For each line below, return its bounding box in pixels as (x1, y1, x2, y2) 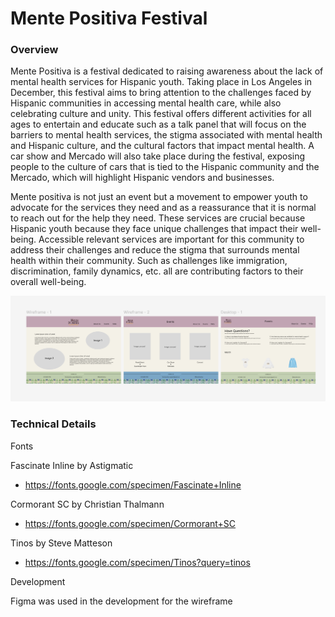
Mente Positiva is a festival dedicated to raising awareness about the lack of (10, 65, 324, 77)
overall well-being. (10, 276, 87, 288)
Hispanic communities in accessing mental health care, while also (10, 97, 282, 109)
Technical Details (10, 417, 97, 431)
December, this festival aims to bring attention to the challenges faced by (10, 87, 312, 99)
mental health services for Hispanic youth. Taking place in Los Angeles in (10, 76, 313, 88)
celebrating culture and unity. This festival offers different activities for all (10, 108, 312, 120)
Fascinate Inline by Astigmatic (10, 459, 134, 471)
